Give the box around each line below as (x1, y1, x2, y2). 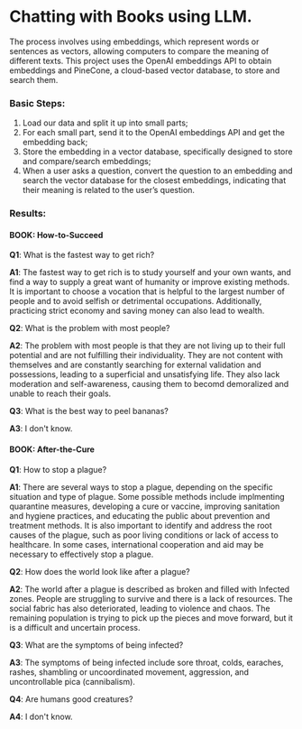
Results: (9, 208, 47, 220)
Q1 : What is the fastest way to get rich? (9, 250, 155, 261)
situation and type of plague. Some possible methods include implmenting (9, 491, 286, 502)
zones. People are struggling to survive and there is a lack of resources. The (9, 593, 293, 604)
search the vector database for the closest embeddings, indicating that (22, 175, 287, 186)
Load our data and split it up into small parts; (22, 117, 188, 128)
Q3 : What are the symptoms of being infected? (9, 639, 184, 651)
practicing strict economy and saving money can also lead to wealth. (9, 305, 265, 317)
